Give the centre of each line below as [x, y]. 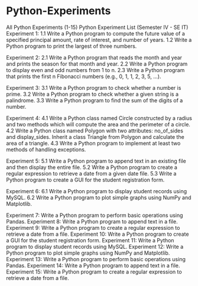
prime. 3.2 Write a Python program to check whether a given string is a [92, 94]
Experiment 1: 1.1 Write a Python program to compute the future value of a [95, 33]
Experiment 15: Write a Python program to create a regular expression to [94, 272]
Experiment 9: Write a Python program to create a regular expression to [93, 227]
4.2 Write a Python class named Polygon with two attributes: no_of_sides [95, 131]
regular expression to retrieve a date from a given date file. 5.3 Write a [91, 173]
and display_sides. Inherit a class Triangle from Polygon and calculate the [95, 136]
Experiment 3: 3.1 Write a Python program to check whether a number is [94, 87]
